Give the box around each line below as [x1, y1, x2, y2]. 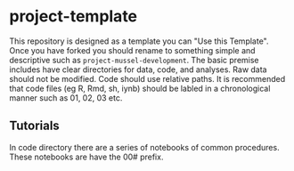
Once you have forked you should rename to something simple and [9, 45, 256, 55]
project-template [9, 6, 138, 27]
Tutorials [9, 118, 60, 134]
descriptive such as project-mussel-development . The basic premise [9, 54, 260, 65]
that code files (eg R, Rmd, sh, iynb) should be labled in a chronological [9, 83, 271, 94]
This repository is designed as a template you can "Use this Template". [9, 36, 269, 46]
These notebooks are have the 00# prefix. [9, 151, 164, 162]
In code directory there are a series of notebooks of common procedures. [9, 142, 280, 152]
